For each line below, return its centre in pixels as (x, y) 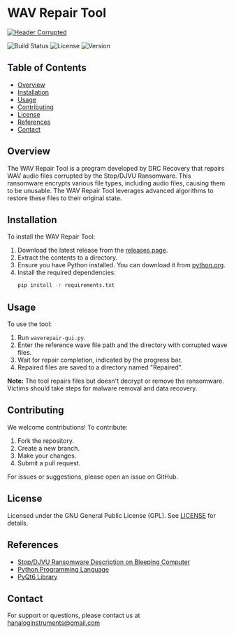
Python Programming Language (63, 569)
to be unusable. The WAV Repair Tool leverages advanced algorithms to (111, 190)
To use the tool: (30, 324)
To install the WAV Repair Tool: (51, 237)
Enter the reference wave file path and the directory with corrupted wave (122, 345)
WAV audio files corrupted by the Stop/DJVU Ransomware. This (99, 176)
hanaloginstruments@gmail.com (54, 623)
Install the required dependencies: (67, 273)
